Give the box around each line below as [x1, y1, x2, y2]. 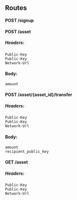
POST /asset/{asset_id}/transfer [5, 92, 72, 98]
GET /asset [5, 159, 28, 165]
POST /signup [5, 17, 34, 23]
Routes [5, 4, 27, 12]
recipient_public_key [5, 149, 49, 154]
